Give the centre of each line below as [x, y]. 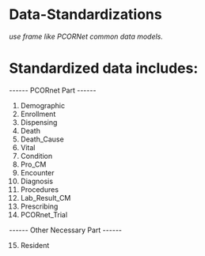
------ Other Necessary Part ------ [65, 230]
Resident [35, 245]
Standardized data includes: [104, 68]
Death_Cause [42, 139]
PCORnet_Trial [44, 214]
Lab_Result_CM [46, 198]
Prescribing [39, 206]
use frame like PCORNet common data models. [86, 36]
